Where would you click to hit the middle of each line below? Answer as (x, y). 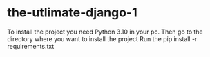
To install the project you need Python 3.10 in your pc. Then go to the (105, 32)
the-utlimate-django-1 (72, 13)
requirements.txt (31, 46)
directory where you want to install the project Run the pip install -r (102, 38)
